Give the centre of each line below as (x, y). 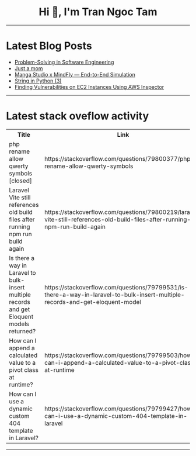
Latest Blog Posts (49, 46)
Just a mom (29, 68)
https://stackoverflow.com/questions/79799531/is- (116, 287)
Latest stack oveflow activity (78, 116)
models (19, 324)
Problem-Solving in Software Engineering (64, 62)
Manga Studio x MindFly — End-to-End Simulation (75, 74)
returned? (22, 331)
